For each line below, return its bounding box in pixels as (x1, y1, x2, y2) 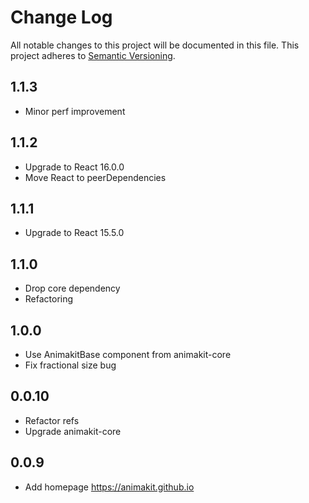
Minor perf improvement (24, 105, 126, 117)
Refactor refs (24, 414, 80, 426)
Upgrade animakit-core (24, 425, 122, 437)
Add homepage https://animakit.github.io (24, 481, 195, 493)
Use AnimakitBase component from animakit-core (24, 349, 232, 360)
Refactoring (24, 293, 74, 305)
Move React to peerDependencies (24, 171, 167, 183)
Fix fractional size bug (24, 359, 117, 371)
